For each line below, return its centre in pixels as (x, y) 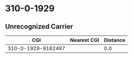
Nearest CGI (84, 40)
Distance (115, 40)
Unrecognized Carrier (39, 27)
